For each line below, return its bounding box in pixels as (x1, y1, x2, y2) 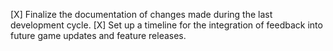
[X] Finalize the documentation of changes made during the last (10, 9, 273, 20)
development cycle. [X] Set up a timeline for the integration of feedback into (10, 19, 323, 31)
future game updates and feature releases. (10, 30, 187, 41)
